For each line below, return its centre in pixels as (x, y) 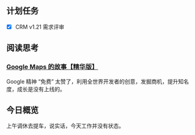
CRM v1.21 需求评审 (40, 27)
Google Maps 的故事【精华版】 (52, 67)
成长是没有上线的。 (41, 89)
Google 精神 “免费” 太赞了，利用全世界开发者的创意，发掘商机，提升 (92, 81)
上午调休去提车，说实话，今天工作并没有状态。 (65, 126)
